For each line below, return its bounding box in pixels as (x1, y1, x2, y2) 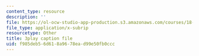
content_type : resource (6, 8, 65, 15)
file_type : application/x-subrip (6, 24, 89, 31)
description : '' (6, 14, 46, 20)
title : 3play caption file (6, 36, 73, 41)
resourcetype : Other (6, 30, 57, 36)
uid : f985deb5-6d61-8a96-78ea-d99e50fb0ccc (6, 41, 115, 47)
